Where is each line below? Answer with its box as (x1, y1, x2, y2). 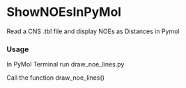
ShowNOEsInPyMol (6, 4, 122, 20)
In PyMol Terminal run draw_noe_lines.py (6, 60, 125, 69)
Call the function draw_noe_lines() (6, 73, 105, 82)
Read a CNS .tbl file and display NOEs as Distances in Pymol (6, 27, 180, 35)
